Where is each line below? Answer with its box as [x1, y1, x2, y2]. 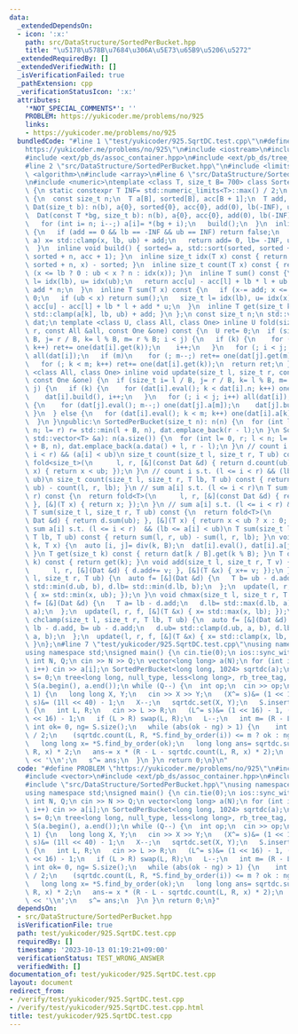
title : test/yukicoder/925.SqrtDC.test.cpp [9, 1011, 173, 1021]
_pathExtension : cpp [17, 79, 93, 88]
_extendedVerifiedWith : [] [17, 63, 117, 72]
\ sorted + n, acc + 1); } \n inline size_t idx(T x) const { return [25, 252, 288, 262]
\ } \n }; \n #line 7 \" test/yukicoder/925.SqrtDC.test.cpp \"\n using [25, 640, 272, 649]
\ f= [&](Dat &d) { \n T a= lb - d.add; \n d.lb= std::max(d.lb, [25, 599, 279, 608]
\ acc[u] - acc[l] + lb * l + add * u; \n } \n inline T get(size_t [25, 302, 284, 311]
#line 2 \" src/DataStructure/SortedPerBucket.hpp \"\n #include [25, 162, 260, 170]
